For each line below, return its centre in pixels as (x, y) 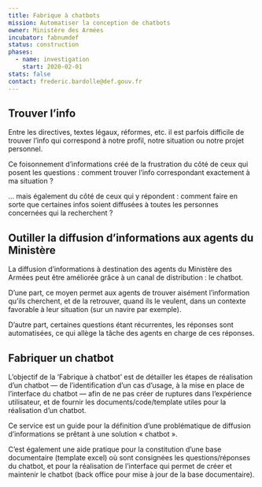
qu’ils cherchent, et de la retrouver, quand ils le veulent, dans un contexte (127, 301)
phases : (21, 52)
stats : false (30, 74)
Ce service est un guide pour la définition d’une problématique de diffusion (130, 426)
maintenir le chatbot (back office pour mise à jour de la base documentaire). (131, 474)
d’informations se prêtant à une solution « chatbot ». (93, 433)
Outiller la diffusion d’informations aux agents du (131, 238)
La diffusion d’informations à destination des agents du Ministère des (120, 270)
